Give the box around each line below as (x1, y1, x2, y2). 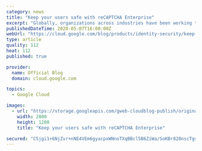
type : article (6, 37, 42, 43)
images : (6, 102, 26, 108)
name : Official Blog (11, 70, 63, 75)
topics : (6, 86, 26, 92)
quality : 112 (6, 43, 39, 49)
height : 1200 (17, 119, 50, 125)
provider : (6, 64, 31, 70)
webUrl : (6, 31, 26, 37)
